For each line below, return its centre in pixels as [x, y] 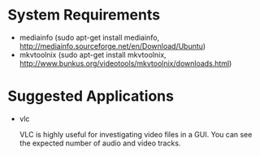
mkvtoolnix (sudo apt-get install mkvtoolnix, [93, 54]
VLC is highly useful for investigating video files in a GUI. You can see [136, 134]
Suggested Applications [91, 96]
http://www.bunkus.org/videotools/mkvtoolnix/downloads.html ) [126, 63]
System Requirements [84, 15]
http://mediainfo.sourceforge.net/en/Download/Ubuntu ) [113, 45]
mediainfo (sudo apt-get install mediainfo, [89, 37]
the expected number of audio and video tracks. [100, 143]
